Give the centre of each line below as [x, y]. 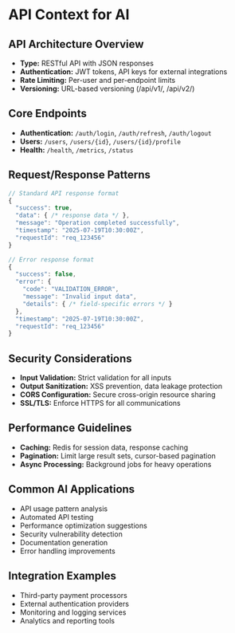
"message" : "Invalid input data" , [80, 297]
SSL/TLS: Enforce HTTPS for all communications [100, 403]
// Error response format [51, 259]
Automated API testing [57, 517]
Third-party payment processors [73, 595]
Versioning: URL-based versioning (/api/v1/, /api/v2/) [107, 88]
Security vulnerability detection [71, 534]
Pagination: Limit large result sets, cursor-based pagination [118, 455]
